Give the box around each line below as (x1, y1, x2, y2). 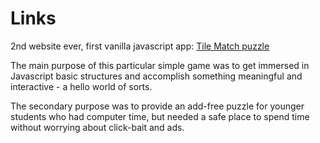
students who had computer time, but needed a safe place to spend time (10, 110, 310, 122)
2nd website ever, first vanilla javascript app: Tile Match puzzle (10, 40, 270, 52)
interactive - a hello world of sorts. (10, 80, 153, 92)
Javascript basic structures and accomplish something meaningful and (10, 70, 303, 82)
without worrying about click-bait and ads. (10, 121, 185, 133)
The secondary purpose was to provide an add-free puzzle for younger (10, 100, 305, 112)
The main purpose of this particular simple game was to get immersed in (10, 59, 310, 71)
